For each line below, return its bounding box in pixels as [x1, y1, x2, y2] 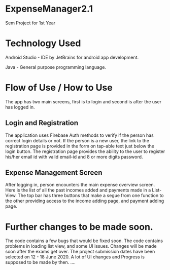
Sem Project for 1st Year [5, 20, 56, 26]
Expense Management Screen [5, 168, 103, 177]
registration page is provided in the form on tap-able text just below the [5, 143, 155, 149]
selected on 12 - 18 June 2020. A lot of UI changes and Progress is [5, 254, 145, 260]
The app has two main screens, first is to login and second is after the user [5, 98, 161, 104]
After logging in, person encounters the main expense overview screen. [5, 182, 155, 188]
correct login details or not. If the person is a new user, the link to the [5, 137, 150, 143]
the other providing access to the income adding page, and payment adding [5, 198, 164, 204]
